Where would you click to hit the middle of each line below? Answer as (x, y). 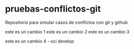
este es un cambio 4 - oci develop (40, 41)
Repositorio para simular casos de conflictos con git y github (67, 22)
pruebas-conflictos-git (53, 9)
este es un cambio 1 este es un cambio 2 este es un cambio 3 (67, 32)
